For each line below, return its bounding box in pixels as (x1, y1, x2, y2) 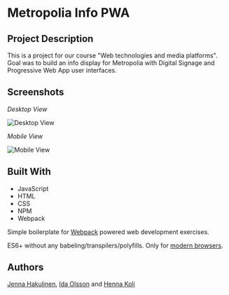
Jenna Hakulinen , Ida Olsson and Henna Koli (7, 280, 135, 288)
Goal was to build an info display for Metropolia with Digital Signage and (7, 59, 215, 67)
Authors (7, 261, 44, 273)
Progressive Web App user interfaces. (7, 66, 117, 74)
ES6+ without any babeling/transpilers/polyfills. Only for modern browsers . (7, 241, 223, 250)
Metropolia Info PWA (7, 5, 130, 21)
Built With (7, 166, 51, 178)
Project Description (7, 33, 94, 45)
